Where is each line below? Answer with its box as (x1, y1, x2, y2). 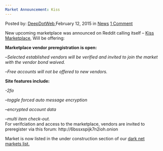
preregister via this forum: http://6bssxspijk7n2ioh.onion (5, 126, 118, 132)
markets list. (5, 141, 30, 147)
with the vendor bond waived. (5, 59, 65, 65)
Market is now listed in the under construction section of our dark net (5, 135, 145, 141)
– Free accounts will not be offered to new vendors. (5, 69, 108, 75)
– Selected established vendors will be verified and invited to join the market (5, 54, 158, 60)
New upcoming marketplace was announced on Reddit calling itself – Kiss (5, 30, 154, 36)
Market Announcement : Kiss (5, 7, 60, 12)
